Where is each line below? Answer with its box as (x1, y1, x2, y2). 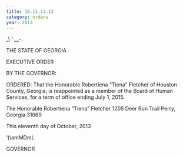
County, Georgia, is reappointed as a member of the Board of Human (6, 88, 174, 95)
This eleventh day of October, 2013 (6, 123, 91, 130)
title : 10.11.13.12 (6, 8, 54, 15)
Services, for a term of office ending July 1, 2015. (6, 93, 125, 101)
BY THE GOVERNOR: (6, 70, 57, 77)
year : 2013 (6, 19, 33, 25)
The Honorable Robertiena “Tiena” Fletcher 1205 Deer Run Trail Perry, (6, 105, 176, 112)
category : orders (6, 14, 49, 20)
